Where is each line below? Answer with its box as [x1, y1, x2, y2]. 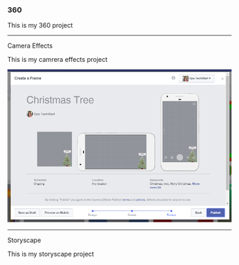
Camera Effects [7, 41, 53, 50]
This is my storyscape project [7, 250, 95, 259]
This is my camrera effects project [7, 55, 108, 64]
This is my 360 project [7, 21, 73, 30]
